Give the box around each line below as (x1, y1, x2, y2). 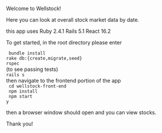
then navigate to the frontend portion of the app (6, 77, 121, 84)
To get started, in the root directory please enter (6, 39, 122, 46)
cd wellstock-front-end (8, 83, 67, 89)
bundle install (8, 50, 46, 56)
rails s (6, 72, 25, 78)
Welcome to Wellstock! (6, 5, 61, 12)
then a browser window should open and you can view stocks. (6, 109, 157, 116)
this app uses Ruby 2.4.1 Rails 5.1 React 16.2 (6, 28, 111, 35)
